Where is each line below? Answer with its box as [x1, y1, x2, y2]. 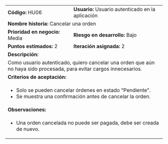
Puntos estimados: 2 [7, 43, 58, 50]
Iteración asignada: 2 [73, 43, 125, 50]
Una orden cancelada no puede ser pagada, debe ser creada [16, 119, 159, 126]
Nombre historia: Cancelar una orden [7, 20, 96, 27]
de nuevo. [16, 125, 40, 132]
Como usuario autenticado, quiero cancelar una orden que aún [7, 59, 155, 66]
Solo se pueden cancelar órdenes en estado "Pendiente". [16, 87, 151, 93]
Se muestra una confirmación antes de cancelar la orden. [16, 93, 151, 100]
